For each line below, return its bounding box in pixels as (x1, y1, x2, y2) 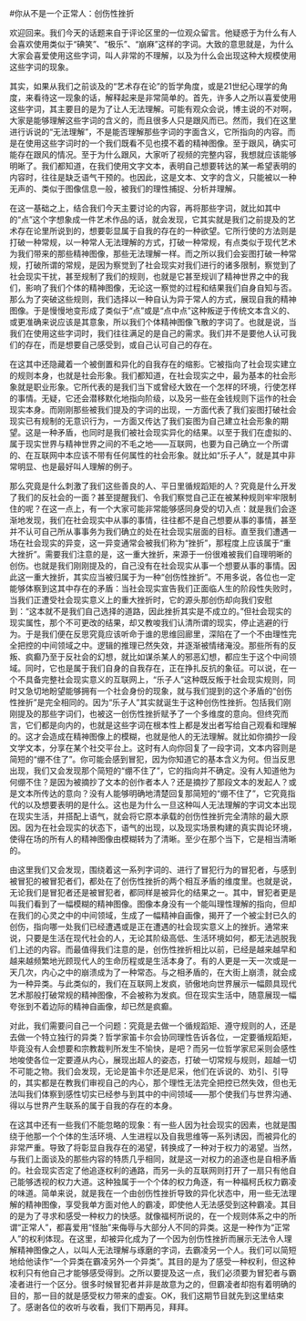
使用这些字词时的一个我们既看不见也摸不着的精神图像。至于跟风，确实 (25, 138, 289, 148)
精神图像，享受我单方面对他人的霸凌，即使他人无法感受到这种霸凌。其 (25, 1199, 289, 1210)
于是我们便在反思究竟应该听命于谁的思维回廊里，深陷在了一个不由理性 (25, 629, 289, 640)
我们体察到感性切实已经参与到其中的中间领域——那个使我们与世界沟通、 (25, 1089, 297, 1100)
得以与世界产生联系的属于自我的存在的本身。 (9, 1101, 178, 1111)
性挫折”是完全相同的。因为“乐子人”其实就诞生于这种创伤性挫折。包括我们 (9, 697, 284, 708)
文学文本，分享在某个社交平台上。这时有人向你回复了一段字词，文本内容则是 (9, 742, 297, 753)
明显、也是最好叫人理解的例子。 (16, 461, 138, 472)
